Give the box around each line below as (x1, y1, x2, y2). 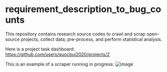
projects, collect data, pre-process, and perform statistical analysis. (21, 36, 162, 42)
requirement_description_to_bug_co (5, 4, 161, 15)
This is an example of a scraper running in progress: (5, 61, 114, 67)
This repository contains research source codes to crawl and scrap (5, 31, 146, 37)
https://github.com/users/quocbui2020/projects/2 (5, 51, 110, 57)
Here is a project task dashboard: (5, 46, 75, 52)
